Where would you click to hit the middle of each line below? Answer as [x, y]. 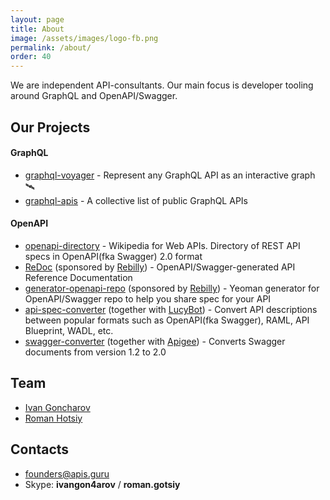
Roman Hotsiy [53, 418]
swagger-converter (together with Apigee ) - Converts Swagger [155, 341]
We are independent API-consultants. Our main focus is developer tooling [162, 85]
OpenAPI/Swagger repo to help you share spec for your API [148, 298]
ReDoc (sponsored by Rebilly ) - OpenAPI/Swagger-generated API [160, 267]
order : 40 [31, 57]
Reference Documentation [78, 277]
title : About [37, 29]
